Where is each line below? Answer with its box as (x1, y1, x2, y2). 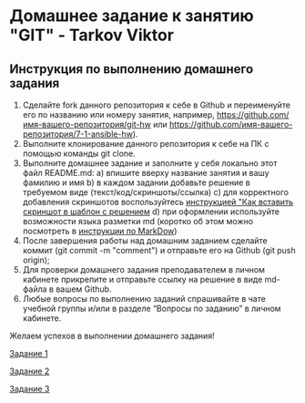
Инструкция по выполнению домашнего (9, 61, 254, 77)
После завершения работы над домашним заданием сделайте (22, 235, 268, 246)
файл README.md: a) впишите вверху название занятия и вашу (22, 168, 270, 178)
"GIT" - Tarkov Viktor (9, 25, 175, 46)
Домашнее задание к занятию (9, 5, 255, 26)
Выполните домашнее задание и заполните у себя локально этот (22, 158, 278, 169)
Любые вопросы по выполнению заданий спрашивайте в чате (22, 294, 266, 304)
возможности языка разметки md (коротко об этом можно (22, 216, 253, 226)
